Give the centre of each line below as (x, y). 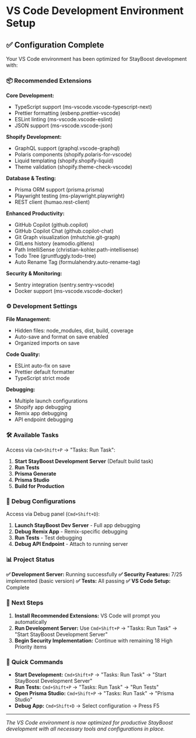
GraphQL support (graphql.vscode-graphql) (67, 148)
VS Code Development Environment (95, 11)
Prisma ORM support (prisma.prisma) (59, 190)
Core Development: (30, 95)
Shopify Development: (34, 137)
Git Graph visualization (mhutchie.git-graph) (67, 237)
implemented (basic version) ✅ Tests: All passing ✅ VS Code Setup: (88, 581)
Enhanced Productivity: (35, 213)
